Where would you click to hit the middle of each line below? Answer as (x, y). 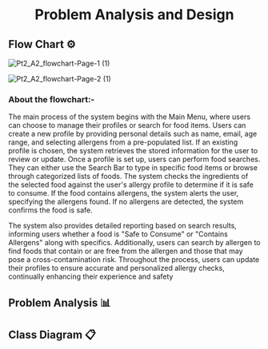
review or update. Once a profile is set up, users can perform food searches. (134, 159)
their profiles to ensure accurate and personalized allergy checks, (117, 268)
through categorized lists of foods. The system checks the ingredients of (128, 176)
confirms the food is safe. (51, 210)
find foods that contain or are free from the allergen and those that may (126, 251)
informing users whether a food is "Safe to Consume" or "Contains (118, 234)
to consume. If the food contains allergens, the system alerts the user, (124, 193)
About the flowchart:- (52, 99)
